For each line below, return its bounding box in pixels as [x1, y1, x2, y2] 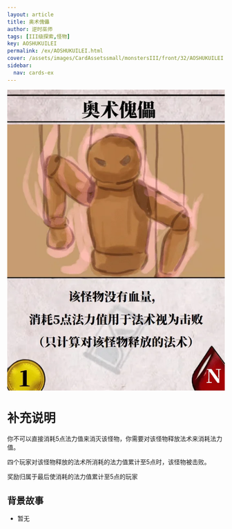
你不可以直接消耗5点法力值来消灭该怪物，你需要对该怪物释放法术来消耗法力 [7, 435, 223, 443]
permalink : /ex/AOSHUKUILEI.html [7, 48, 104, 54]
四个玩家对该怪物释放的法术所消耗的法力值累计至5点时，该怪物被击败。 [7, 458, 211, 466]
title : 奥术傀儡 [7, 18, 50, 26]
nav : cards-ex [13, 69, 54, 76]
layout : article [7, 11, 54, 18]
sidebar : [7, 62, 32, 69]
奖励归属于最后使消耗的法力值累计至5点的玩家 [7, 472, 138, 481]
